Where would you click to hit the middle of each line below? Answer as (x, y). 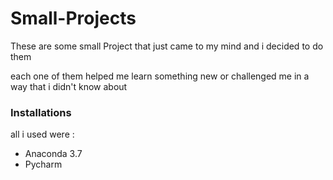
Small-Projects (73, 18)
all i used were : (42, 134)
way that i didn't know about (69, 86)
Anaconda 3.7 (53, 154)
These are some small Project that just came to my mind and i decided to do (167, 46)
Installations (41, 112)
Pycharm (43, 164)
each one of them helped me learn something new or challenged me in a (160, 76)
